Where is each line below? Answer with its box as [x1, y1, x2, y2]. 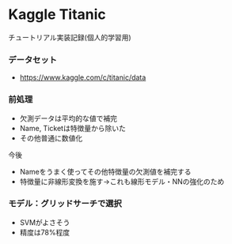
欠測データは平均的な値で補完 [19, 113, 117, 123]
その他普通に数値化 [19, 133, 83, 143]
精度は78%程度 [19, 227, 70, 237]
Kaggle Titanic [8, 6, 107, 24]
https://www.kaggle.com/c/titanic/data [19, 73, 146, 82]
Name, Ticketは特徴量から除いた [19, 123, 127, 133]
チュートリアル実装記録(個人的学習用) [8, 32, 132, 42]
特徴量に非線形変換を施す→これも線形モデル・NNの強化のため [19, 176, 225, 186]
